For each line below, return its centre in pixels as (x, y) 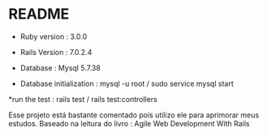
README (39, 14)
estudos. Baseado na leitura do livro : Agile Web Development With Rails (129, 123)
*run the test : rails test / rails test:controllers (83, 99)
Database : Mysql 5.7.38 (60, 68)
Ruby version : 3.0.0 (54, 36)
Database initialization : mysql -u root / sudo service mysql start (127, 83)
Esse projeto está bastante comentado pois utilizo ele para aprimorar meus (134, 115)
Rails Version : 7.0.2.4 (56, 52)
